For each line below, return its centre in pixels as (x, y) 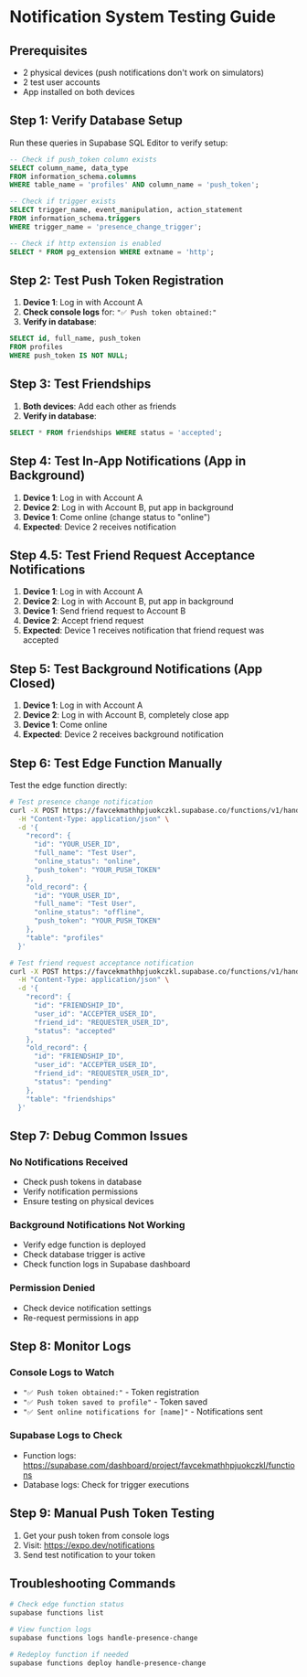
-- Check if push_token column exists (83, 159)
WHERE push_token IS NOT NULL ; (69, 356)
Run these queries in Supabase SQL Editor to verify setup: (119, 143)
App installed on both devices (79, 92)
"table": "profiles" (65, 938)
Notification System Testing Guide (143, 17)
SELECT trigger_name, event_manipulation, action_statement (127, 210)
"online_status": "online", (87, 861)
